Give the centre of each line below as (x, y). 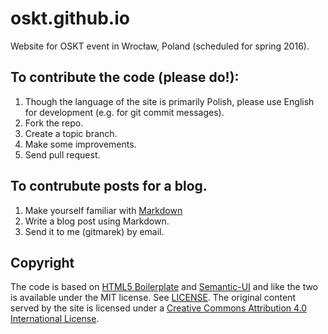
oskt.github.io (70, 18)
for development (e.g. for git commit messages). (124, 112)
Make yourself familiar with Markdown (103, 210)
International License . (55, 319)
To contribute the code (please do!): (125, 77)
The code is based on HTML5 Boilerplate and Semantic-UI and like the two (164, 287)
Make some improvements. (80, 144)
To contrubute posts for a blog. (109, 186)
